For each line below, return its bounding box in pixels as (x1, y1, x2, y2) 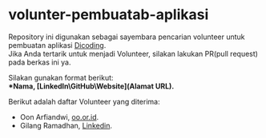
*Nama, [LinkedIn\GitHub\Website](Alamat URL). (8, 81, 175, 91)
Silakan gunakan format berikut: (8, 73, 114, 82)
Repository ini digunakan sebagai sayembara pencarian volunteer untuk (8, 32, 246, 41)
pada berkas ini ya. (8, 57, 71, 67)
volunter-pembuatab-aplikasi (8, 6, 209, 24)
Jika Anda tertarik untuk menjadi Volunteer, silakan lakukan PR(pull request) (8, 49, 259, 58)
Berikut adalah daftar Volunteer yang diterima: (8, 97, 160, 106)
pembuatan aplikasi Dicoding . (8, 40, 107, 49)
